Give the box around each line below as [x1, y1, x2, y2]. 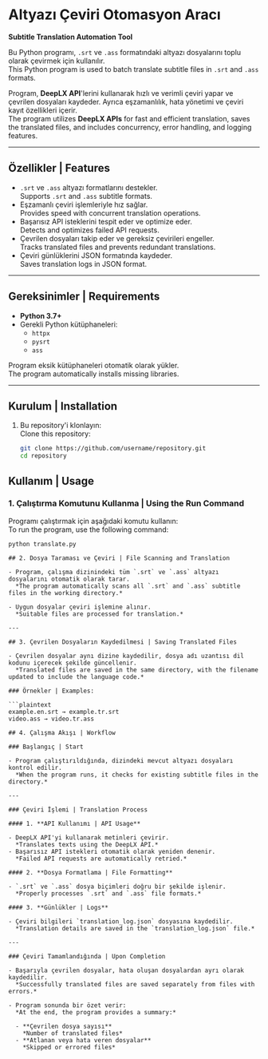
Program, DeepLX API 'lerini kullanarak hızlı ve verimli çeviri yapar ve [8, 88, 234, 97]
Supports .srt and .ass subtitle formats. [19, 191, 153, 200]
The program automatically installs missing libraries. [8, 369, 179, 379]
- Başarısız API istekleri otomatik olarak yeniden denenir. [8, 847, 216, 855]
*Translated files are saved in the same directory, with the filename [15, 665, 259, 674]
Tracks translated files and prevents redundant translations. [19, 242, 216, 252]
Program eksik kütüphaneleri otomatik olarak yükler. [8, 360, 179, 370]
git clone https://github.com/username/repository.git [19, 445, 207, 453]
